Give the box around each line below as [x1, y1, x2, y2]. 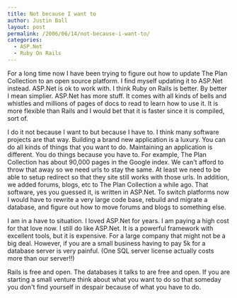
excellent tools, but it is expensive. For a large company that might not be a [7, 231, 226, 240]
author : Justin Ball [7, 17, 69, 24]
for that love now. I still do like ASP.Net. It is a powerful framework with [7, 224, 214, 232]
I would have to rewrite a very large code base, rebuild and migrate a [7, 195, 208, 203]
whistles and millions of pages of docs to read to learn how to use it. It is [7, 99, 219, 107]
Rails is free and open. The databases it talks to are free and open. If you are [7, 268, 231, 276]
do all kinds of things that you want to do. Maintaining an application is [7, 143, 213, 151]
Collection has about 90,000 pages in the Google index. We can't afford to [7, 157, 224, 166]
